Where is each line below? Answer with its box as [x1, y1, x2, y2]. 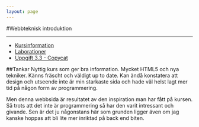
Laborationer [14, 48, 46, 55]
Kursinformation [14, 42, 54, 49]
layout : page [6, 8, 38, 15]
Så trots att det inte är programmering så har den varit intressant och [6, 102, 174, 109]
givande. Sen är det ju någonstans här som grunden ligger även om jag [6, 108, 179, 115]
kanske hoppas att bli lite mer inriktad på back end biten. [6, 114, 145, 121]
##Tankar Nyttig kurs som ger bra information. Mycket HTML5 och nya [6, 65, 179, 72]
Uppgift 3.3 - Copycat [14, 54, 68, 61]
